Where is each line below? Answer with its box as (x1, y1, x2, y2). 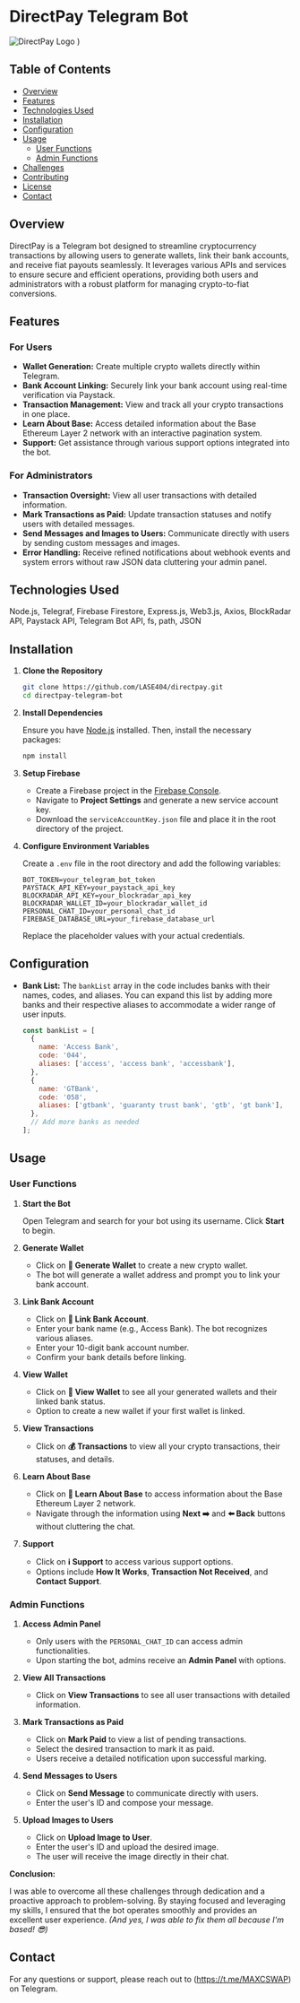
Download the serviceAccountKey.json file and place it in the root (35, 813, 276, 824)
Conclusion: (9, 1868, 56, 1879)
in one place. (21, 409, 71, 420)
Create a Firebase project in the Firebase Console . (35, 785, 222, 795)
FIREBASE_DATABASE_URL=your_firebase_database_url (21, 915, 216, 923)
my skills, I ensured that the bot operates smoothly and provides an (9, 1904, 258, 1915)
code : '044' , (39, 1051, 88, 1060)
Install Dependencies (21, 707, 103, 718)
